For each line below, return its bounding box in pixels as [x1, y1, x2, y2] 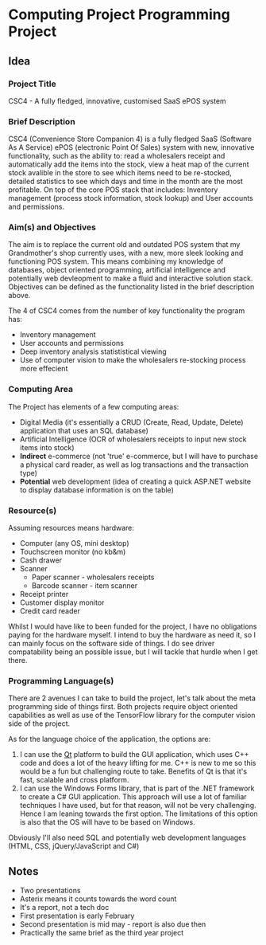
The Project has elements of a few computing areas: [8, 402, 179, 411]
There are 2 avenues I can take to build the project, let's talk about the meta [8, 693, 256, 703]
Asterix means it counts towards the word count [19, 894, 177, 904]
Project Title [8, 78, 57, 89]
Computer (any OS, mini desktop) [19, 539, 129, 548]
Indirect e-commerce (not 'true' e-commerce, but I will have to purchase [19, 451, 259, 461]
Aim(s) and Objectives [8, 222, 97, 233]
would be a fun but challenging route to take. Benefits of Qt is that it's [19, 767, 248, 776]
